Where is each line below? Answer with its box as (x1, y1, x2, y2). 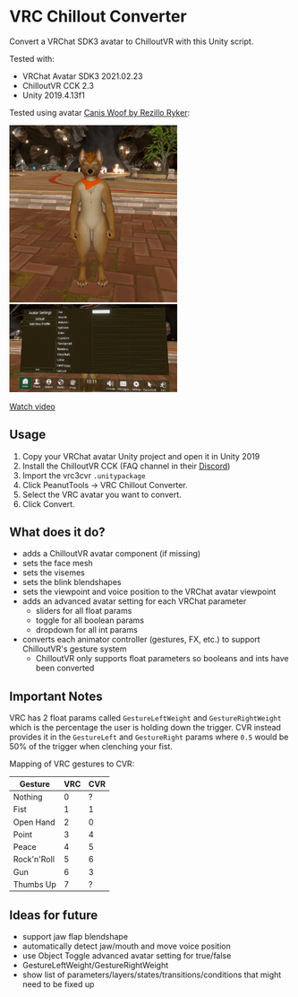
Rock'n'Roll (13, 854, 55, 865)
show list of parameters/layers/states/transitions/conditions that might (21, 969, 282, 980)
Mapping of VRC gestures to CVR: (9, 758, 135, 769)
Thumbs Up (13, 879, 56, 889)
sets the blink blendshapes (21, 577, 122, 588)
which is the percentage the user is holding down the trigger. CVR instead (9, 722, 282, 733)
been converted (35, 662, 95, 674)
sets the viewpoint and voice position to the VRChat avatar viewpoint (21, 586, 277, 598)
